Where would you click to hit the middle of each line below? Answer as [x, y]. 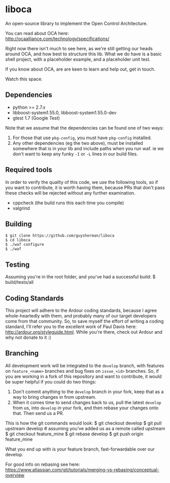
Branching [22, 353]
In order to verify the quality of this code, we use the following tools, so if [82, 182]
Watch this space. [24, 79]
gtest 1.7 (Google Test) [36, 118]
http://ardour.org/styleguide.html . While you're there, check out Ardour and [84, 332]
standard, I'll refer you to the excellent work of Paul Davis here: [71, 327]
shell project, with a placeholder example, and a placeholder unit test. [78, 59]
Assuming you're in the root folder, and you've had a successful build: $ [80, 277]
